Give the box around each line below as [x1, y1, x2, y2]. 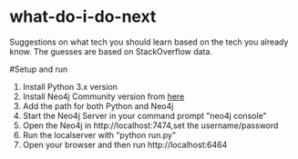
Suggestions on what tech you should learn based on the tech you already [9, 36, 289, 47]
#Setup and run [9, 64, 68, 75]
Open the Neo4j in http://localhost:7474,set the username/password [22, 120, 279, 131]
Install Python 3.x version [22, 81, 118, 92]
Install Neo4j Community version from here [22, 91, 185, 102]
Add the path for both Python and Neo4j [22, 100, 174, 111]
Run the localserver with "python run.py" [22, 129, 176, 140]
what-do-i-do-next [9, 6, 157, 27]
